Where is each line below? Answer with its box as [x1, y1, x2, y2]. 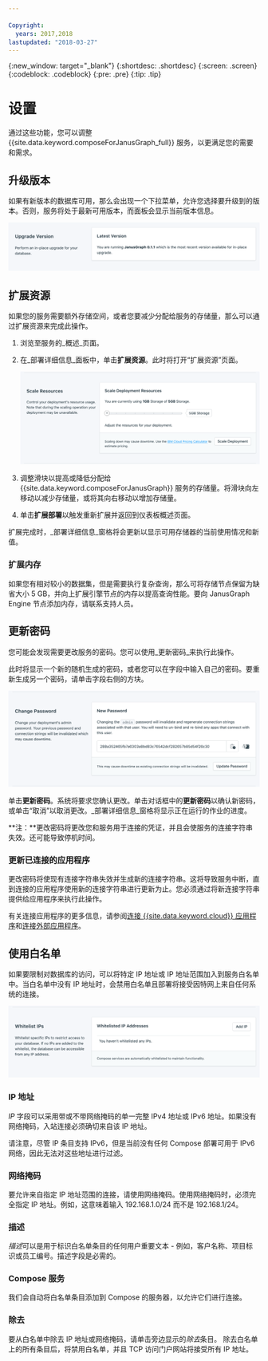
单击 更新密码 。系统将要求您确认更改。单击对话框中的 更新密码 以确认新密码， [8, 795, 260, 805]
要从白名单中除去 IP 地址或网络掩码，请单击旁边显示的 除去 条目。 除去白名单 [8, 1334, 258, 1343]
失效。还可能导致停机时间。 [8, 832, 100, 842]
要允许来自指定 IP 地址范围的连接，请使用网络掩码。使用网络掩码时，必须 [8, 1189, 250, 1199]
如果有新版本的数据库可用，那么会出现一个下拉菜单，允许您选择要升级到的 [8, 196, 253, 205]
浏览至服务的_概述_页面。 [19, 338, 104, 348]
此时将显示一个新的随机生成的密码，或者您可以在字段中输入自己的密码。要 [8, 664, 253, 673]
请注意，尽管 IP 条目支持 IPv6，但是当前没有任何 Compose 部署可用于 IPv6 [8, 1138, 255, 1148]
